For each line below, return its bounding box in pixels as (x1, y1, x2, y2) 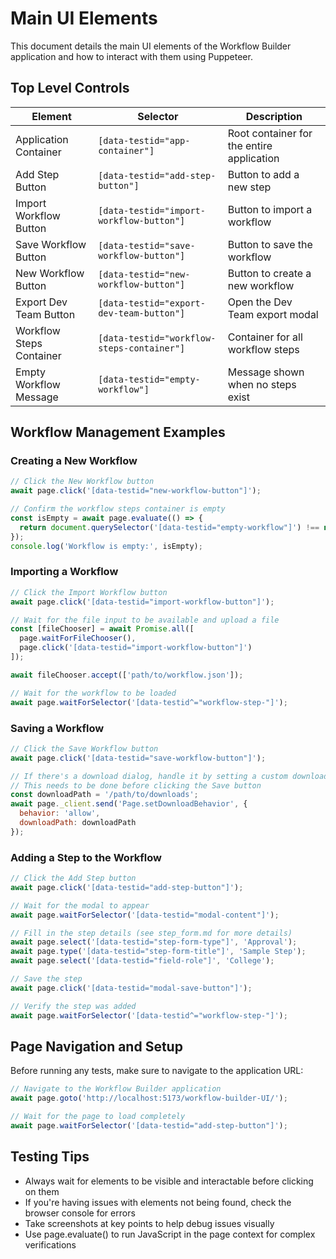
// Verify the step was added (10, 1001, 137, 1011)
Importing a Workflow (10, 565, 119, 579)
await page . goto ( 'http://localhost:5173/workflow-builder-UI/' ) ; (10, 1093, 288, 1104)
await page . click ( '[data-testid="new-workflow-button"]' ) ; (10, 486, 262, 496)
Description (245, 109, 303, 123)
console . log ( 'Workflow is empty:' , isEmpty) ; (10, 541, 203, 551)
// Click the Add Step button (10, 873, 137, 884)
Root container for (227, 126, 313, 140)
